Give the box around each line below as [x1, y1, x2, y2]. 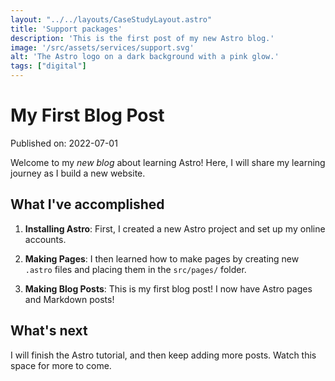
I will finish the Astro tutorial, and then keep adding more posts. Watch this [10, 349, 317, 361]
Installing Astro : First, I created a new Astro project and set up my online [24, 222, 326, 235]
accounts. [24, 233, 67, 245]
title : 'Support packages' [10, 24, 123, 34]
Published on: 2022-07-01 [10, 137, 118, 149]
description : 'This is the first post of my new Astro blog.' [10, 33, 275, 43]
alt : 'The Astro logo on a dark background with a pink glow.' [10, 52, 280, 62]
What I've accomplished [10, 196, 165, 213]
